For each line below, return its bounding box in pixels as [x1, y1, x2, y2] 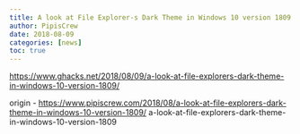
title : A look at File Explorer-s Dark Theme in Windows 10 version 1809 [9, 13, 292, 22]
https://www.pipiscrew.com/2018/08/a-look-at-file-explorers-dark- [38, 97, 287, 108]
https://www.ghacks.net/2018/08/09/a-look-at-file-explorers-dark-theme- [9, 71, 285, 81]
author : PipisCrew [9, 21, 78, 30]
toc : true [9, 46, 47, 55]
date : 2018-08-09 [9, 29, 75, 38]
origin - [9, 97, 37, 108]
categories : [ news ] [9, 38, 83, 47]
